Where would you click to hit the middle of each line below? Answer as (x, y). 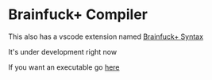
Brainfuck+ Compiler (78, 15)
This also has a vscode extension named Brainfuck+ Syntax (106, 36)
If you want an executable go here (64, 67)
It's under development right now (63, 51)
